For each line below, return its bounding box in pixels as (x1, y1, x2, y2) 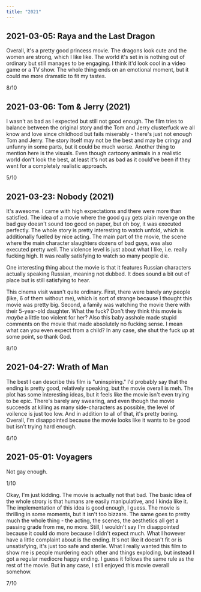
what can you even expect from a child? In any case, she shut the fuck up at (6, 327, 195, 334)
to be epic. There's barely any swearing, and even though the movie (6, 397, 175, 404)
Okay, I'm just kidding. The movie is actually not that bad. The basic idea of (6, 491, 192, 498)
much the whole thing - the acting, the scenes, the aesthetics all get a (6, 517, 179, 524)
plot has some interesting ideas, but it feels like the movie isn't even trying (6, 390, 190, 398)
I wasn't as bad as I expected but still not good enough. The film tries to (6, 118, 184, 125)
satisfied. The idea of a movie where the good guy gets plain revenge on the (6, 214, 195, 221)
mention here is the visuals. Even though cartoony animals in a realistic (6, 150, 182, 157)
